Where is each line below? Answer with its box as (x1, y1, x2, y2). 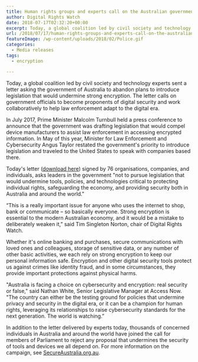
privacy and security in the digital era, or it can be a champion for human (6, 299, 183, 307)
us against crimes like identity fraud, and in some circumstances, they (6, 263, 176, 270)
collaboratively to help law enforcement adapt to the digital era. (6, 105, 160, 112)
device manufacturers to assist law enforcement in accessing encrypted (6, 128, 181, 136)
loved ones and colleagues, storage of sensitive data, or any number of (6, 244, 179, 252)
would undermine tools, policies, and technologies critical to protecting (6, 178, 179, 185)
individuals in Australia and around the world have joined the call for (6, 330, 171, 337)
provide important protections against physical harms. (6, 269, 137, 276)
